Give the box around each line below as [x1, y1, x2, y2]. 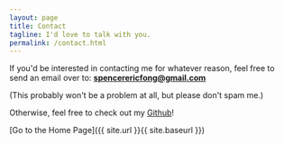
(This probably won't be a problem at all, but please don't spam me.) [9, 90, 264, 101]
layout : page [9, 13, 59, 22]
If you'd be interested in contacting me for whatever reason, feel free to [9, 63, 275, 74]
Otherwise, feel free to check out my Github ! [9, 107, 174, 118]
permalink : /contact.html [9, 38, 106, 48]
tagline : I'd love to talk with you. [9, 30, 151, 39]
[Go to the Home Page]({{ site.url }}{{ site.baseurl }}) [9, 125, 206, 136]
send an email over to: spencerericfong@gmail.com [9, 73, 206, 84]
